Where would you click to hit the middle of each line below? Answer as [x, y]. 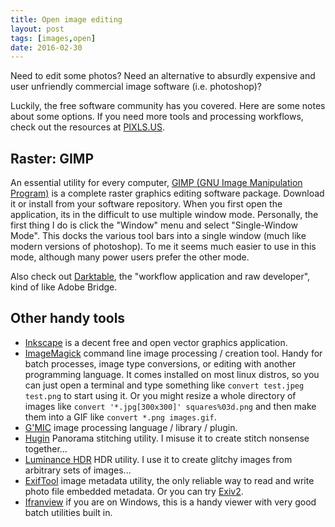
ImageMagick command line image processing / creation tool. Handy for [173, 353]
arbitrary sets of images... [78, 470]
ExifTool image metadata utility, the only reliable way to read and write [169, 480]
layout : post [37, 29]
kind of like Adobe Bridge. [64, 287]
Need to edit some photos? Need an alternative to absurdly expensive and [163, 76]
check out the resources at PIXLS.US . [88, 127]
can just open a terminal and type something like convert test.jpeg [164, 385]
